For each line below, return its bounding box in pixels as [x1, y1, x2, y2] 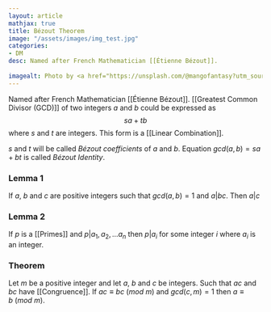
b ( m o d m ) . [8, 296, 46, 306]
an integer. [8, 240, 44, 250]
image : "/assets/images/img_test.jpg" [8, 34, 139, 43]
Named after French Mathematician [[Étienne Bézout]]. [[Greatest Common [8, 94, 258, 103]
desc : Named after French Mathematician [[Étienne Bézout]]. [8, 57, 219, 65]
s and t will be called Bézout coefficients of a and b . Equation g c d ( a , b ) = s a [8, 143, 261, 154]
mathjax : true [8, 19, 56, 27]
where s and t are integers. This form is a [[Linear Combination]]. [8, 128, 224, 137]
